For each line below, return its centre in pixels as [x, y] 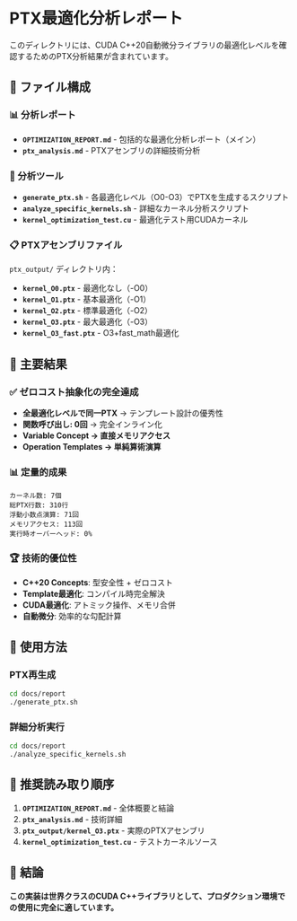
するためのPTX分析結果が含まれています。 [95, 56]
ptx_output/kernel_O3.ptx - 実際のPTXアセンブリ [114, 830]
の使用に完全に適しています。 [64, 907]
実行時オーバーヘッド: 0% [51, 534]
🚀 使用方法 [38, 647]
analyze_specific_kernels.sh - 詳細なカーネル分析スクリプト [135, 208]
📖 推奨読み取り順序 [62, 785]
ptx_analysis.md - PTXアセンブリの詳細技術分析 [111, 150]
